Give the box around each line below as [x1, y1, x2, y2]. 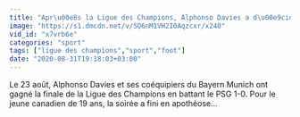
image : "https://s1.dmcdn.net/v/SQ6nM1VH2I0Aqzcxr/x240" [9, 21, 226, 30]
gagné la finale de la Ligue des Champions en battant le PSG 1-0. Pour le [9, 88, 277, 99]
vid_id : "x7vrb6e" [9, 29, 78, 38]
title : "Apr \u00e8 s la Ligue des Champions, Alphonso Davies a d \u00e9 [9, 13, 281, 22]
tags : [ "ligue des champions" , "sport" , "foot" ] [9, 46, 186, 55]
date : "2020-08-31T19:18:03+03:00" [9, 54, 142, 63]
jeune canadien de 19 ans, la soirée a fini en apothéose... [9, 98, 219, 108]
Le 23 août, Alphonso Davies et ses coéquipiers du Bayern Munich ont [9, 79, 269, 89]
